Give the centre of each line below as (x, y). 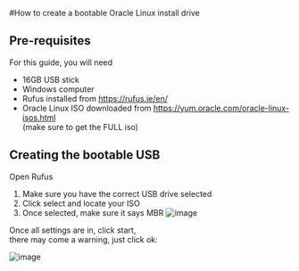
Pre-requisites (50, 41)
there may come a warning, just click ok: (83, 239)
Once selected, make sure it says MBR (93, 212)
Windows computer (58, 89)
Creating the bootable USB (85, 155)
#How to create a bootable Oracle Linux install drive (105, 13)
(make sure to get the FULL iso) (80, 127)
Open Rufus (31, 177)
